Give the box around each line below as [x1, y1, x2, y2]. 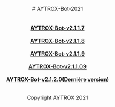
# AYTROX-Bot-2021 [31, 5, 84, 12]
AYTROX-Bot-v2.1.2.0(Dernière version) [6, 76, 109, 83]
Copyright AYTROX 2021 [27, 94, 88, 101]
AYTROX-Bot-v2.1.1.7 [30, 24, 85, 31]
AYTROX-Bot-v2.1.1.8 [30, 37, 85, 44]
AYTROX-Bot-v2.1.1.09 [28, 63, 87, 70]
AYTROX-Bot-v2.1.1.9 [30, 50, 85, 57]
